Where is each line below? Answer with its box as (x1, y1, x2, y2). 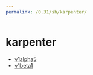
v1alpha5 (14, 55, 37, 63)
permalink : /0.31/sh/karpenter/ (5, 9, 87, 15)
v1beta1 (14, 62, 33, 69)
